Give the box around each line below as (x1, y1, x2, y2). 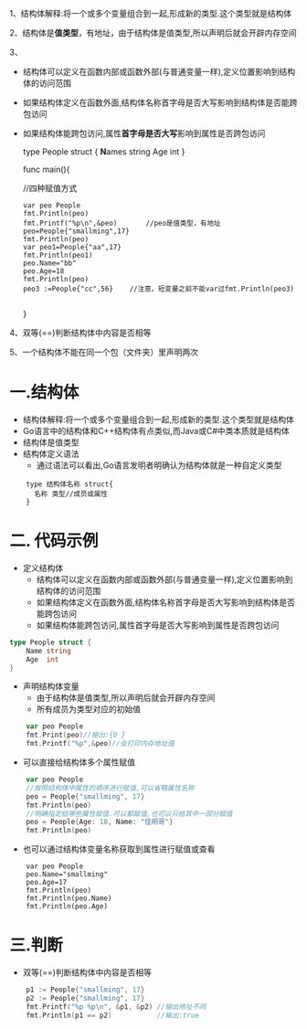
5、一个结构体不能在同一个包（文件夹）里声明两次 (9, 346, 199, 357)
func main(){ (22, 164, 70, 175)
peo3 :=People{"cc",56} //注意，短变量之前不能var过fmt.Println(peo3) (22, 284, 295, 293)
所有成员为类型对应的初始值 (36, 704, 142, 715)
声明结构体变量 (22, 681, 79, 692)
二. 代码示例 (9, 531, 99, 551)
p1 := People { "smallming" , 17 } (26, 985, 145, 994)
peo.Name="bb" (22, 259, 77, 268)
